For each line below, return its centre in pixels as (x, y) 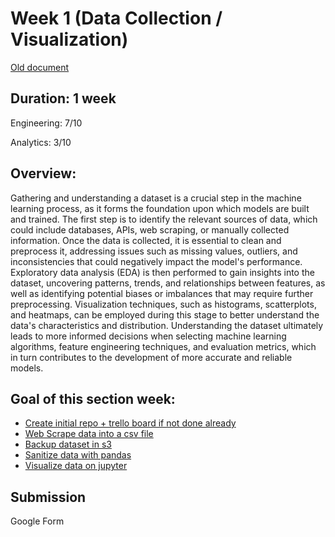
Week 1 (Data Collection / (116, 18)
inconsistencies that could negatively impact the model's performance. (156, 261)
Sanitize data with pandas (78, 455)
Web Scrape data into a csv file (89, 434)
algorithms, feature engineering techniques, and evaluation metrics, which (163, 346)
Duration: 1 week (63, 98)
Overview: (43, 173)
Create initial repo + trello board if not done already (130, 423)
